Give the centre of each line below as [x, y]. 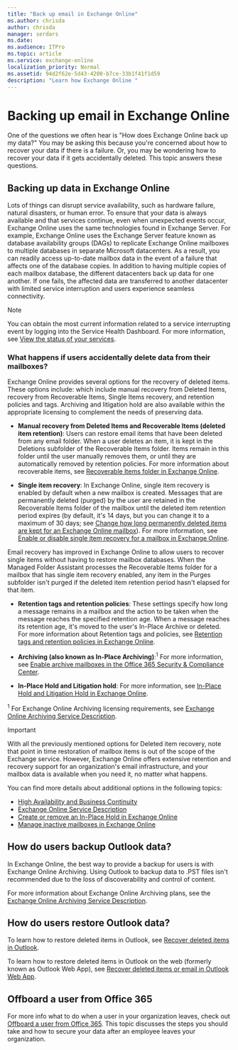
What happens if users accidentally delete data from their [109, 357]
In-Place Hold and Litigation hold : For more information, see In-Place [119, 686]
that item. [21, 590]
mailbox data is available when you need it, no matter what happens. [108, 774]
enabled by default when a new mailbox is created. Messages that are [120, 493]
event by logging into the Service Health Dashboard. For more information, [117, 332]
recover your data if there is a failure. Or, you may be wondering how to [112, 151]
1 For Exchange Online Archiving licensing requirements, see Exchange [111, 708]
